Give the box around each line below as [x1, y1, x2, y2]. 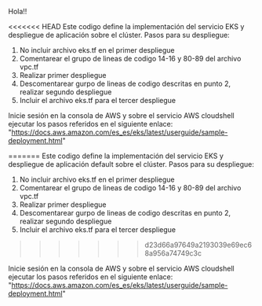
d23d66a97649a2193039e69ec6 [144, 240, 253, 249]
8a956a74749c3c [144, 249, 202, 258]
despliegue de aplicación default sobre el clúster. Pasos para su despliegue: [8, 160, 255, 168]
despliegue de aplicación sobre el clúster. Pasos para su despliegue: [8, 31, 230, 39]
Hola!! [8, 7, 27, 16]
